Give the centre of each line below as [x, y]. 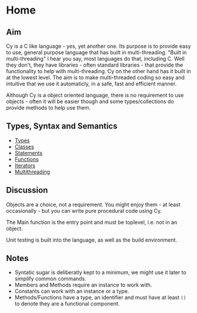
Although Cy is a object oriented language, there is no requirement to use [95, 95]
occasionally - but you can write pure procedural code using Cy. [84, 210]
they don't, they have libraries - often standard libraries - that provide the [95, 65]
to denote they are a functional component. [67, 304]
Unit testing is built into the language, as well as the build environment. [92, 240]
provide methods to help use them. [49, 108]
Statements [29, 153]
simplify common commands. [50, 279]
